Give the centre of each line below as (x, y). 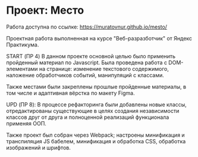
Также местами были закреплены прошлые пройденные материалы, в (96, 86)
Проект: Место (45, 10)
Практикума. (23, 45)
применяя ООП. (26, 123)
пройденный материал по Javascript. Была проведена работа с (87, 62)
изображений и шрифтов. (39, 147)
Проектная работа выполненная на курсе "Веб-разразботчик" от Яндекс (99, 38)
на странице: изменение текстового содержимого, (104, 68)
